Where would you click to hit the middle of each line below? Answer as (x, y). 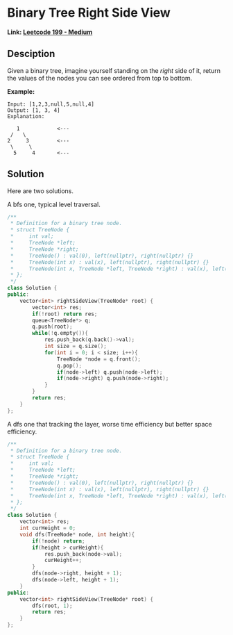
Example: (21, 91)
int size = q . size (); (76, 346)
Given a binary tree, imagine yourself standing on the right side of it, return (114, 70)
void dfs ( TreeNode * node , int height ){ (77, 534)
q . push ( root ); (52, 327)
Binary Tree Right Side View (89, 13)
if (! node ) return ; (59, 541)
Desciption (31, 54)
